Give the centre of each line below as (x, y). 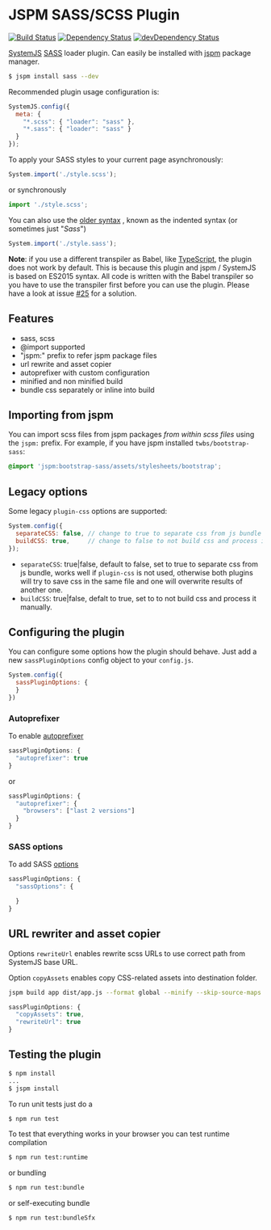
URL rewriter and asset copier (85, 934)
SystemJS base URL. (43, 962)
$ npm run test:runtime (48, 1157)
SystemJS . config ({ (39, 107)
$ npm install (32, 1073)
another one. (41, 590)
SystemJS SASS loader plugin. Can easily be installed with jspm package (130, 53)
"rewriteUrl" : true (48, 1022)
